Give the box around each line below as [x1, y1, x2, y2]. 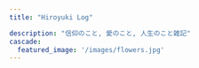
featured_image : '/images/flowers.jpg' [17, 45, 165, 54]
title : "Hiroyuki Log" [9, 12, 93, 22]
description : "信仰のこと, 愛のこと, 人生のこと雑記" [9, 28, 191, 38]
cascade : [9, 37, 42, 46]
